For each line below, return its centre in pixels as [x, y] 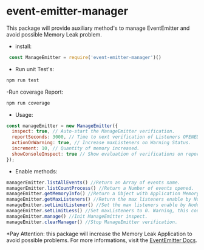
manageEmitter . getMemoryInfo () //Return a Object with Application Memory [103, 194]
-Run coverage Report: [35, 92]
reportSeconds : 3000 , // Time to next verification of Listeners [96, 137]
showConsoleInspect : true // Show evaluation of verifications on [97, 154]
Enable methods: [36, 171]
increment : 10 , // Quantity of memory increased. [76, 148]
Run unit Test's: [35, 69]
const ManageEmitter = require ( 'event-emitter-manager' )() [85, 57]
